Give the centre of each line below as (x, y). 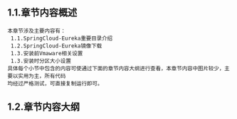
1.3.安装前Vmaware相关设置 (47, 53)
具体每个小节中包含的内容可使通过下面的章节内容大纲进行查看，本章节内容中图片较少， (116, 68)
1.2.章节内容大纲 (44, 107)
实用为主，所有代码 (42, 76)
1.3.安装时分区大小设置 (41, 61)
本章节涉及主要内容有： (37, 30)
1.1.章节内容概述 (42, 13)
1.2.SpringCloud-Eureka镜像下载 (56, 46)
